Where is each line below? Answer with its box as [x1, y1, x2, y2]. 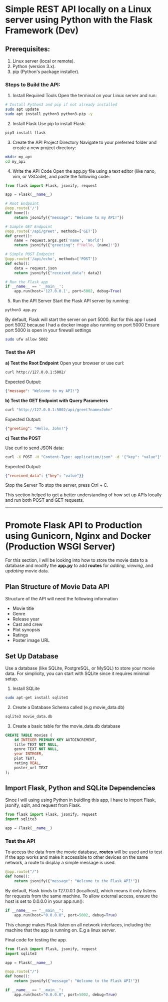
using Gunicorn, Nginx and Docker [5, 530, 151, 541]
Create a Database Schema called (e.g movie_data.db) [12, 704, 125, 710]
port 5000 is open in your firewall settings [5, 327, 91, 333]
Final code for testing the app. [5, 936, 67, 942]
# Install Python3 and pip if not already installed [5, 102, 117, 107]
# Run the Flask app [5, 279, 48, 284]
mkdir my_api [5, 154, 32, 159]
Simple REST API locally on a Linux [5, 4, 151, 15]
